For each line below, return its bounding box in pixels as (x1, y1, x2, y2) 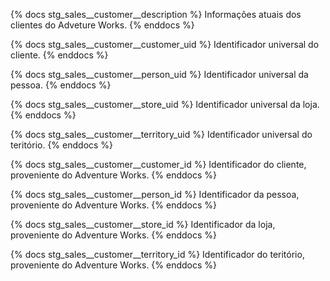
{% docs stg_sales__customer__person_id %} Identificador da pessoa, (10, 189, 300, 200)
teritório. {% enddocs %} (10, 139, 114, 151)
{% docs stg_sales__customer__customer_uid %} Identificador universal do (10, 39, 320, 50)
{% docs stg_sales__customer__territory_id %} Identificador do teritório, (10, 249, 305, 260)
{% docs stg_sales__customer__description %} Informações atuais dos (10, 9, 302, 20)
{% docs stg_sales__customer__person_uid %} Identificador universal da (10, 69, 309, 80)
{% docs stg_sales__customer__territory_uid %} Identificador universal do (10, 129, 313, 140)
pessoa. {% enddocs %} (10, 79, 112, 91)
